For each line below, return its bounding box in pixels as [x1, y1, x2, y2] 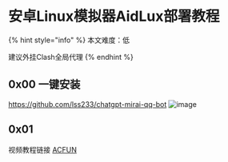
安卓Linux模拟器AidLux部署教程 [8, 7, 220, 26]
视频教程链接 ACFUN [8, 144, 78, 154]
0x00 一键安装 [8, 77, 81, 92]
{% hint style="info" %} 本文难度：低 [8, 35, 130, 45]
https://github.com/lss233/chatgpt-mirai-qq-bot [8, 99, 167, 109]
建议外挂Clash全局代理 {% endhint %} [8, 52, 134, 61]
